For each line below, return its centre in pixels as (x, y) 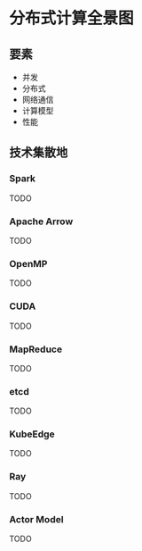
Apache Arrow (41, 221)
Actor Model (36, 519)
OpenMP (28, 263)
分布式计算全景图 (72, 18)
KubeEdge (32, 434)
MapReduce (36, 349)
